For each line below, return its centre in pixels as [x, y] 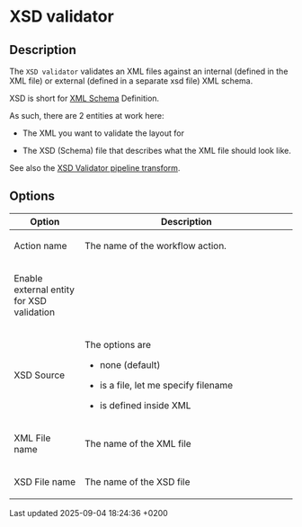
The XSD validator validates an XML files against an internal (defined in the [149, 71]
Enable [28, 278]
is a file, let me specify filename [167, 385]
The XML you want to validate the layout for [103, 133]
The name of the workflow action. [156, 246]
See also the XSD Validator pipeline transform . [95, 168]
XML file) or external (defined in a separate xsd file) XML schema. [131, 81]
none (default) [130, 364]
